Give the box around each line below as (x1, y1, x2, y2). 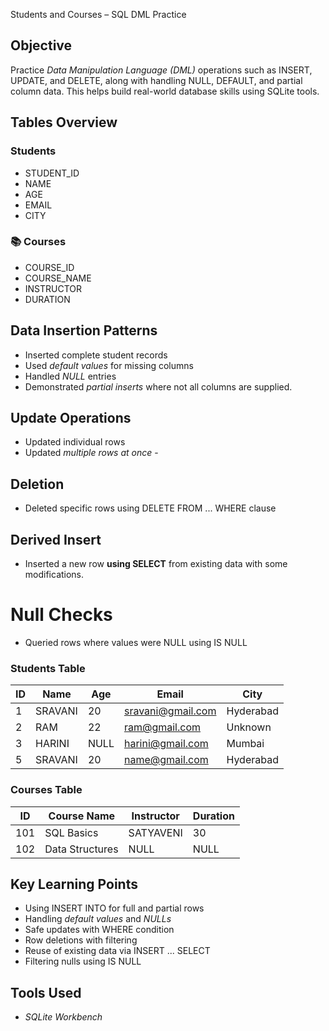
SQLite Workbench (24, 1011, 103, 1023)
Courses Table (10, 783, 83, 797)
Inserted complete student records (24, 349, 168, 361)
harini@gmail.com (123, 737, 209, 751)
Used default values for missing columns (24, 359, 194, 371)
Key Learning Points (10, 875, 138, 893)
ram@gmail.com (123, 720, 202, 734)
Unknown (226, 720, 272, 734)
